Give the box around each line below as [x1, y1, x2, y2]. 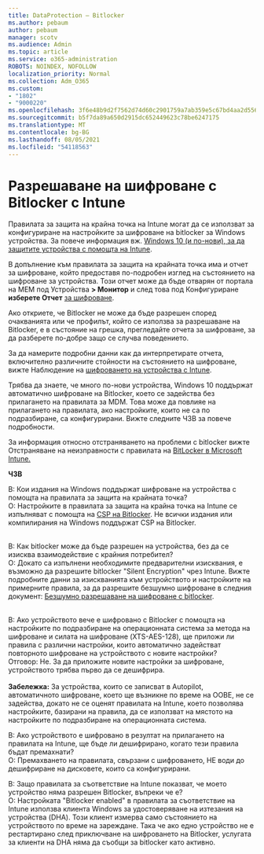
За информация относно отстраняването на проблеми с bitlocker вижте [8, 438, 250, 447]
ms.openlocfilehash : [8, 107, 76, 115]
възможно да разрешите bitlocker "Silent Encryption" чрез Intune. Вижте [8, 566, 250, 576]
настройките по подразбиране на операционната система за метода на [8, 624, 251, 633]
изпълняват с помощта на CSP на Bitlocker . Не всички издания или [8, 510, 233, 519]
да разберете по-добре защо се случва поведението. [8, 333, 189, 343]
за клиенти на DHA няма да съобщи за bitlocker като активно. [8, 838, 216, 847]
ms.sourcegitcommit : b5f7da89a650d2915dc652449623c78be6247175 [8, 114, 220, 122]
